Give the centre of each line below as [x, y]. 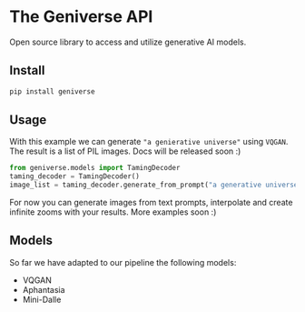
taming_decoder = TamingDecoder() [75, 176]
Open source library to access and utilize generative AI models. [128, 42]
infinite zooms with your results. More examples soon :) [113, 212]
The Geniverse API [81, 17]
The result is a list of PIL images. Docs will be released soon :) [125, 151]
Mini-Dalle [42, 299]
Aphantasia [44, 289]
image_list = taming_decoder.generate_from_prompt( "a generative [135, 185]
